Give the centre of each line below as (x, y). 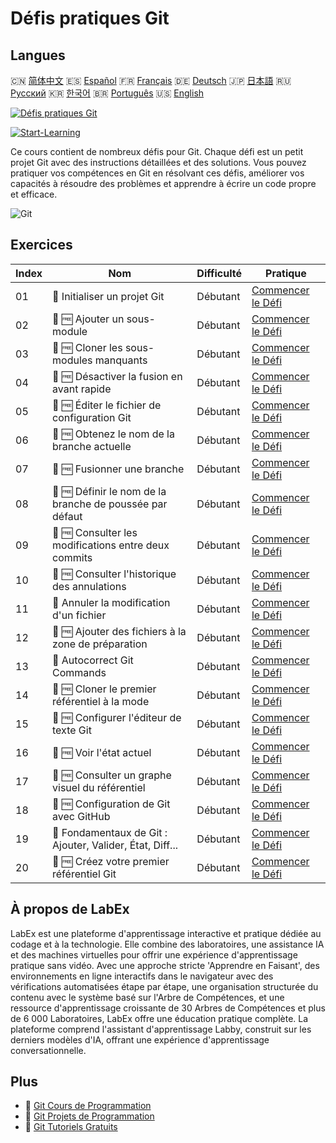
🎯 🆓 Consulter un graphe (112, 775)
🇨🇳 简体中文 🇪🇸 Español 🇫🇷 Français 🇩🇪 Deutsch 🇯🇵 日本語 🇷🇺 (151, 80)
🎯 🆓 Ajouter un (88, 319)
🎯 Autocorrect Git (93, 660)
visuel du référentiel (99, 787)
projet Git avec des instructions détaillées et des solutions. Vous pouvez (158, 162)
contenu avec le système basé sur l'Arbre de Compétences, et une (147, 997)
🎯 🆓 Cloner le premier (104, 689)
